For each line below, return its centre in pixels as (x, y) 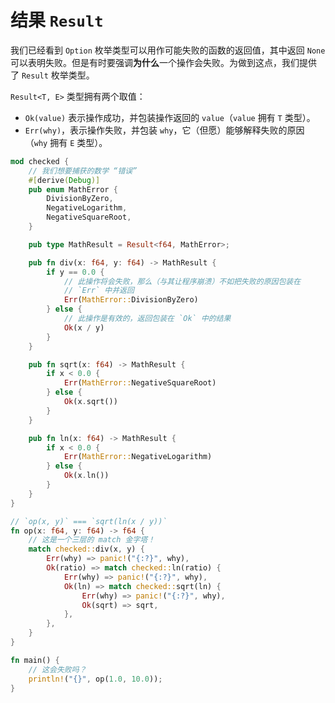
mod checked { (40, 161)
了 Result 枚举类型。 (52, 75)
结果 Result (57, 20)
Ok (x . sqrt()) (90, 402)
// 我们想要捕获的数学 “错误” (83, 171)
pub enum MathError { (73, 189)
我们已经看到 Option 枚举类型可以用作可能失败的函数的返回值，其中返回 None (168, 50)
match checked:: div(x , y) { (86, 549)
